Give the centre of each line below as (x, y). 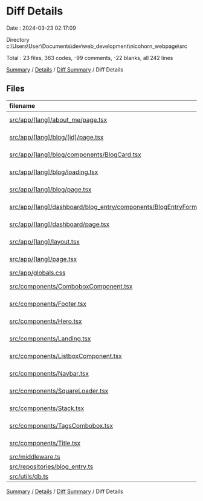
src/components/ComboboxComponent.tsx (71, 286)
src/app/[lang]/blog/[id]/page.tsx (56, 137)
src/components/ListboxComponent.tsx (66, 356)
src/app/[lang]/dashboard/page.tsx (60, 224)
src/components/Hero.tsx (46, 321)
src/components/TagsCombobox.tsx (61, 425)
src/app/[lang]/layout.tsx (44, 242)
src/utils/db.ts (29, 476)
